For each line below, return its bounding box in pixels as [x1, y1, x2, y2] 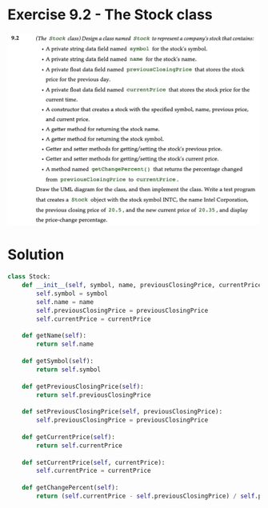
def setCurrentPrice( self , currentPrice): [22, 458, 166, 466]
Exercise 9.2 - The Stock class [7, 6, 213, 24]
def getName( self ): [22, 332, 87, 340]
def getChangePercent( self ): [22, 484, 119, 492]
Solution [7, 246, 65, 263]
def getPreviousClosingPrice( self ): [22, 382, 145, 390]
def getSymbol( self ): [22, 358, 94, 366]
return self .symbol [36, 366, 102, 374]
